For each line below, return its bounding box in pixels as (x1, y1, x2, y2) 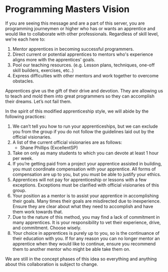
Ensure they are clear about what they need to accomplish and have (12, 203, 153, 209)
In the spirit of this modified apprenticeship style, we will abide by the (5, 108, 149, 114)
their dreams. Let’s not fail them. (5, 98, 72, 104)
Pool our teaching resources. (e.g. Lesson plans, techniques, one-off (12, 62, 155, 68)
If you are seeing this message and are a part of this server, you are (5, 20, 145, 26)
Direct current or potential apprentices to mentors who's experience (12, 51, 153, 57)
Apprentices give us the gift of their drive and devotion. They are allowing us (5, 87, 163, 94)
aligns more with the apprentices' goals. (12, 56, 95, 62)
